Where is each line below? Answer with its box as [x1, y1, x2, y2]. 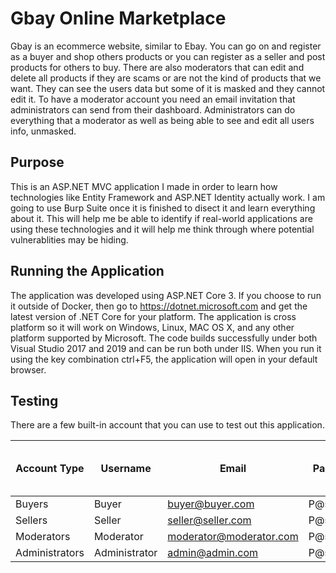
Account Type [15, 462, 85, 476]
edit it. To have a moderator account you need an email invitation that [10, 93, 296, 105]
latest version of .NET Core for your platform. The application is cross [10, 310, 297, 322]
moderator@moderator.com [167, 530, 299, 544]
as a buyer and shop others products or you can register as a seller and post [10, 50, 326, 62]
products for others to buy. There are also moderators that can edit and [10, 61, 305, 73]
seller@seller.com [167, 513, 252, 527]
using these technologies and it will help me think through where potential [10, 223, 315, 235]
